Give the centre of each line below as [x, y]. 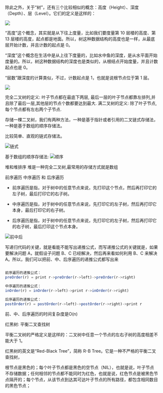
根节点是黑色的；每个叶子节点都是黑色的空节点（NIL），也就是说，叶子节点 [80, 367]
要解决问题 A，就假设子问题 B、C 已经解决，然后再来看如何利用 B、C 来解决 [81, 253]
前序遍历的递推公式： [23, 273]
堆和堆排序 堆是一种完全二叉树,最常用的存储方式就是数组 [61, 167]
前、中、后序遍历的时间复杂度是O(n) [41, 314]
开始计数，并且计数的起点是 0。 [41, 45]
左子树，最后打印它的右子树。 [42, 194]
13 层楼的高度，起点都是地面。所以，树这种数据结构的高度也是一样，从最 [78, 39]
